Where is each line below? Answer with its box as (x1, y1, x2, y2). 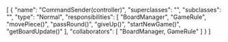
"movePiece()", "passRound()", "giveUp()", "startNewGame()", (6, 20, 181, 28)
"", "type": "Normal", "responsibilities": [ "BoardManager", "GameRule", (6, 13, 206, 21)
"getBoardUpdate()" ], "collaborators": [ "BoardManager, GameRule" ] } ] (6, 27, 211, 35)
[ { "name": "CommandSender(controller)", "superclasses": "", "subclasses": (6, 6, 222, 14)
